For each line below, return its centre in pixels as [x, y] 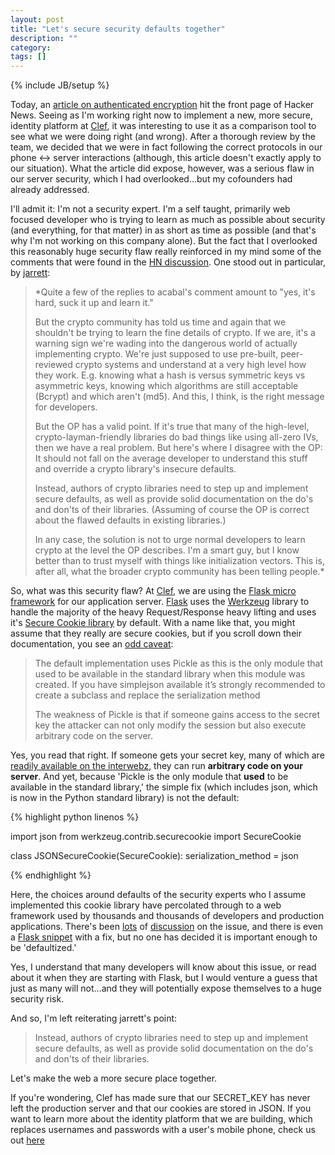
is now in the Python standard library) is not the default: [125, 798]
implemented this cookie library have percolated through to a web [146, 905]
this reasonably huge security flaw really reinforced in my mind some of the [166, 252]
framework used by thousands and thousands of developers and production [167, 916]
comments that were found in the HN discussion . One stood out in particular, [168, 262]
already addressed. [50, 190]
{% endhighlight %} [51, 875]
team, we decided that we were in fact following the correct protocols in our [166, 147]
